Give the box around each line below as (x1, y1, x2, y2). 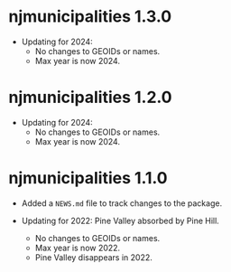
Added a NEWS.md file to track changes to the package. (21, 197, 223, 209)
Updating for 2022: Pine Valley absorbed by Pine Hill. (21, 215, 220, 226)
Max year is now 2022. (34, 242, 121, 253)
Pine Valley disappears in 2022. (34, 251, 152, 263)
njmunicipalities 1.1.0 (8, 168, 168, 189)
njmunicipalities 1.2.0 (8, 88, 172, 108)
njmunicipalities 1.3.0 (8, 6, 172, 27)
